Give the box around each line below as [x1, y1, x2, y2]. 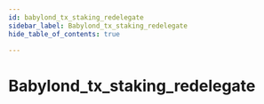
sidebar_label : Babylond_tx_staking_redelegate [8, 21, 188, 30]
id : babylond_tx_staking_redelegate [8, 12, 144, 22]
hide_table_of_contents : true [8, 29, 121, 38]
